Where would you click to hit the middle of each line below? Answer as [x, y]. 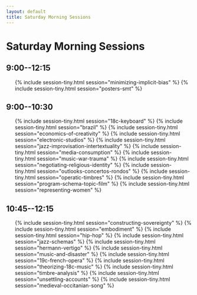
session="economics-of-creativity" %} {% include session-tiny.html [97, 134]
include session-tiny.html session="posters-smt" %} [78, 88]
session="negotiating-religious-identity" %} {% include [82, 165]
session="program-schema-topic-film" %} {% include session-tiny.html [102, 184]
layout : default [26, 12]
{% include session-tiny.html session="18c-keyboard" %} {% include [98, 121]
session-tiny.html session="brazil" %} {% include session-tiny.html [96, 127]
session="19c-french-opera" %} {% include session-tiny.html [89, 261]
